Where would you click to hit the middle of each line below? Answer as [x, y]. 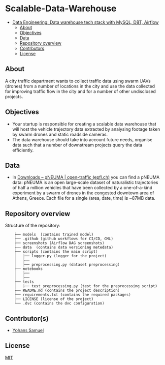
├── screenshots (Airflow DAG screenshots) [59, 243]
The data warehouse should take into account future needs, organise [82, 139]
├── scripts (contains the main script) [56, 252]
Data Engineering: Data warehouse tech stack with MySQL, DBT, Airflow [85, 22]
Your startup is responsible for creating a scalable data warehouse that [84, 124]
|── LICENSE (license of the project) [54, 299]
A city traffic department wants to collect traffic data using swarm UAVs [78, 81]
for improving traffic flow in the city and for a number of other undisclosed [81, 91]
